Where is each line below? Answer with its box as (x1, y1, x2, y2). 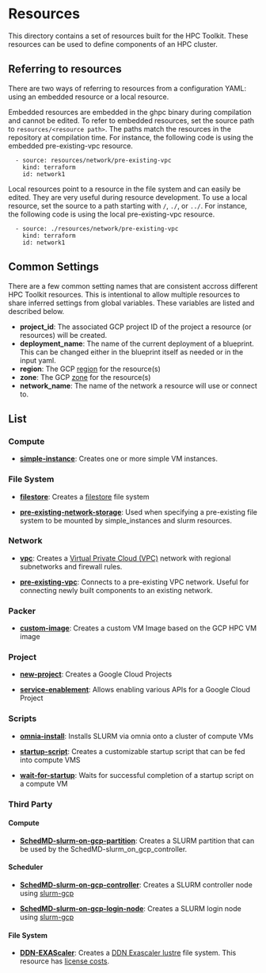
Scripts (8, 713, 37, 724)
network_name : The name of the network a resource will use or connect (19, 381, 257, 390)
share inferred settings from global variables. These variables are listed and (8, 298, 255, 308)
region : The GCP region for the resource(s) (19, 364, 161, 373)
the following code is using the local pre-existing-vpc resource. (8, 209, 215, 219)
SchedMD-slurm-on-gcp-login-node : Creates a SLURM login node (19, 904, 241, 914)
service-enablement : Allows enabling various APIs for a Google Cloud (19, 685, 251, 695)
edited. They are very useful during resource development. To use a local (8, 192, 248, 202)
